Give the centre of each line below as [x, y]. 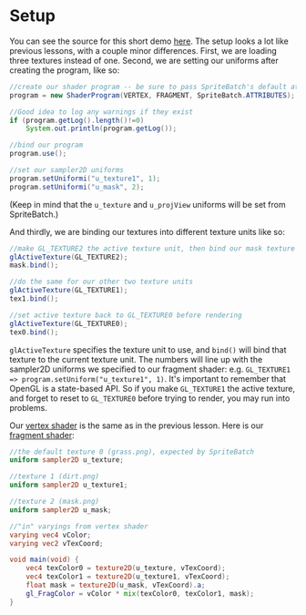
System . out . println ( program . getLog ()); [102, 128]
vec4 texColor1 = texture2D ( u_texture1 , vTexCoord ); [128, 577]
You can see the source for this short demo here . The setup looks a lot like [149, 41]
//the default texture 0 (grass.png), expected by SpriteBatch [132, 452]
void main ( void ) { [44, 560]
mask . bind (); [34, 265]
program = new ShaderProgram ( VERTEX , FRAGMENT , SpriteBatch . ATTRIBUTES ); [153, 95]
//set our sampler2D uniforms [67, 170]
